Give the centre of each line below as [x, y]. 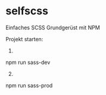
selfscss [27, 11]
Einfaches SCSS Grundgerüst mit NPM [53, 27]
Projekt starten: [24, 39]
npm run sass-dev [28, 62]
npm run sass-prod [29, 85]
